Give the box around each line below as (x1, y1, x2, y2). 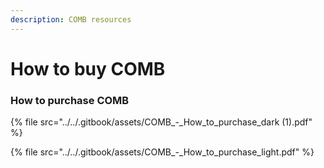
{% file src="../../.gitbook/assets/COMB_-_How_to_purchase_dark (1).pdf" (10, 116, 313, 128)
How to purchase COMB (10, 93, 130, 107)
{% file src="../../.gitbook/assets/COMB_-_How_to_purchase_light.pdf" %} (10, 146, 315, 158)
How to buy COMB (10, 57, 166, 80)
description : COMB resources (10, 14, 132, 25)
